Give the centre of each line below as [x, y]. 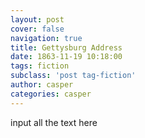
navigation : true [46, 38]
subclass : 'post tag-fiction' [73, 76]
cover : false [37, 29]
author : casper [42, 85]
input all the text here [54, 122]
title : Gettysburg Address [66, 47]
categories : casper [51, 94]
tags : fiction [40, 66]
